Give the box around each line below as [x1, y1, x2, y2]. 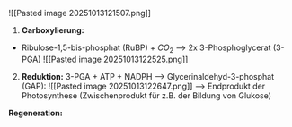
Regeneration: [8, 107, 64, 118]
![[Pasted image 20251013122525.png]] [42, 54, 189, 64]
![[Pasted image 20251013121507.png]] [8, 8, 152, 18]
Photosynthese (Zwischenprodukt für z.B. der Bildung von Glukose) [21, 89, 271, 101]
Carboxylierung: [21, 25, 84, 35]
